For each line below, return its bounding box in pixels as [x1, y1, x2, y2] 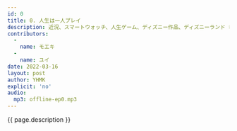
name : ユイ [20, 57, 50, 64]
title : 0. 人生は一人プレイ [7, 17, 81, 24]
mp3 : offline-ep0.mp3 [13, 96, 78, 103]
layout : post [7, 69, 46, 76]
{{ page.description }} [7, 115, 71, 124]
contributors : [7, 30, 49, 38]
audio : [7, 89, 27, 96]
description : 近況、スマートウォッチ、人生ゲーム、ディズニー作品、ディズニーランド [7, 23, 226, 30]
